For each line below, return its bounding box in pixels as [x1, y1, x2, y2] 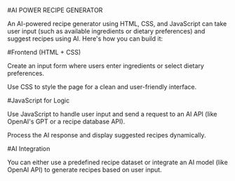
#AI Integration [7, 145, 51, 153]
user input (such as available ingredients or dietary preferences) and [7, 27, 206, 35]
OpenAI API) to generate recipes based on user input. [7, 166, 163, 174]
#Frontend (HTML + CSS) [7, 48, 81, 56]
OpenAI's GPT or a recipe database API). [7, 117, 126, 126]
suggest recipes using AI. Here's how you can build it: [7, 34, 163, 43]
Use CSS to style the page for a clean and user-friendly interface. [7, 83, 197, 90]
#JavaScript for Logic [7, 96, 70, 105]
